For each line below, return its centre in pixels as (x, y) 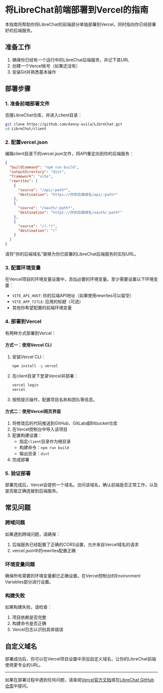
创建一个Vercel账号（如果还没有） (46, 66)
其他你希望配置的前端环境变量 (42, 308)
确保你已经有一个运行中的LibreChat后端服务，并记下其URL (71, 60)
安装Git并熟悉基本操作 (34, 72)
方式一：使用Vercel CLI (28, 345)
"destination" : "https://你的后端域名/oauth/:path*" (70, 213)
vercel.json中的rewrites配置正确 (44, 550)
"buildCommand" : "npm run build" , (44, 167)
